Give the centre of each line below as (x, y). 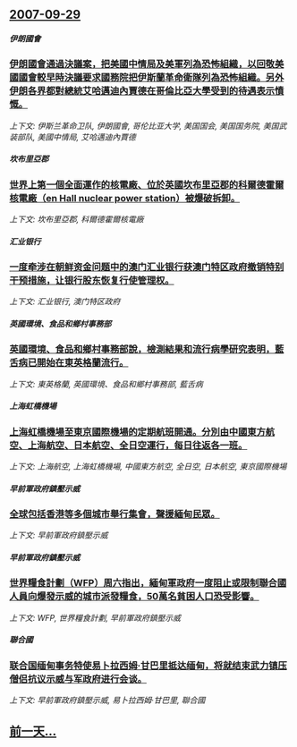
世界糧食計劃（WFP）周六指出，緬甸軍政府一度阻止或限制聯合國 (148, 583)
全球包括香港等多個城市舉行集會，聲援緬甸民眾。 (115, 514)
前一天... (33, 731)
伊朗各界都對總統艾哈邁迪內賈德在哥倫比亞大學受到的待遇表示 (142, 91)
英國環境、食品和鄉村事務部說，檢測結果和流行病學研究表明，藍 (147, 350)
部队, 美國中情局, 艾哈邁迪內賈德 (76, 137)
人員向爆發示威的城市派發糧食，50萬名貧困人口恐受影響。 (134, 597)
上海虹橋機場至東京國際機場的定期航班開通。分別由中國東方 (138, 431)
